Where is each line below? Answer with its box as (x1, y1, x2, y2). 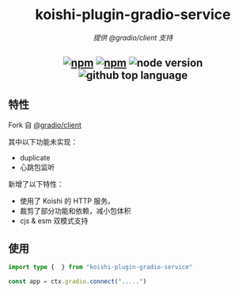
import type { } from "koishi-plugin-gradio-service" (8, 263, 193, 271)
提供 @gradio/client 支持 (93, 33, 173, 42)
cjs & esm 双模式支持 (19, 216, 89, 226)
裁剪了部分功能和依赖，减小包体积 (19, 206, 131, 216)
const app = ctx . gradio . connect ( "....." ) (8, 277, 147, 285)
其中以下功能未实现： (8, 137, 78, 147)
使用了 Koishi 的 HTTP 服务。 (19, 196, 115, 206)
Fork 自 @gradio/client (8, 121, 82, 130)
